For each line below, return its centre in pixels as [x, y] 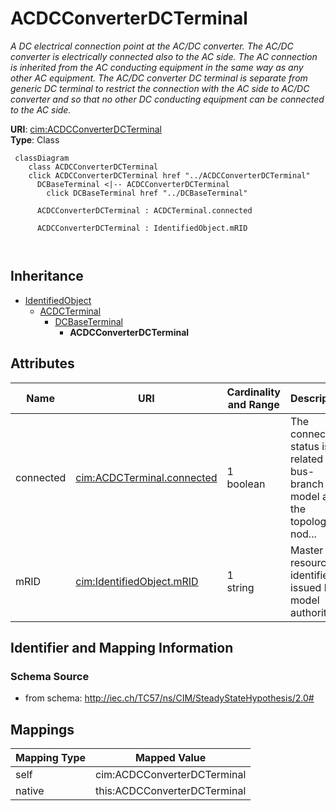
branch [306, 484]
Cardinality [253, 392]
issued [305, 587]
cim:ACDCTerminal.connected [146, 477]
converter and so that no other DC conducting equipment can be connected [167, 99]
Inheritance [47, 276]
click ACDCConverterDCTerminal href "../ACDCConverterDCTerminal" [169, 175]
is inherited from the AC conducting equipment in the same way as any [157, 67]
